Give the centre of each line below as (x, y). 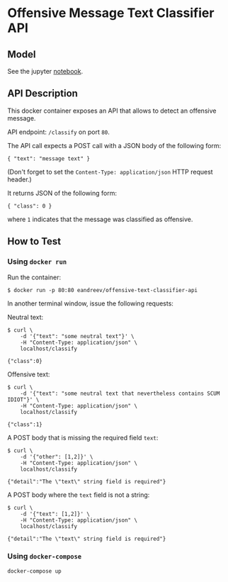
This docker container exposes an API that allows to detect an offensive (112, 111)
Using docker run (37, 262)
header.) (19, 179)
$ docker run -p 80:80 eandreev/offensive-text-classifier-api (103, 290)
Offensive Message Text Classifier (111, 13)
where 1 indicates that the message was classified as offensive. (100, 219)
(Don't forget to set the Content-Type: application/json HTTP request (110, 172)
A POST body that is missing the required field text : (83, 437)
